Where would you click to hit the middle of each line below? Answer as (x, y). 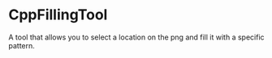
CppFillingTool (58, 15)
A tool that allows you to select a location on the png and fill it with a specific (137, 37)
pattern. (22, 45)
